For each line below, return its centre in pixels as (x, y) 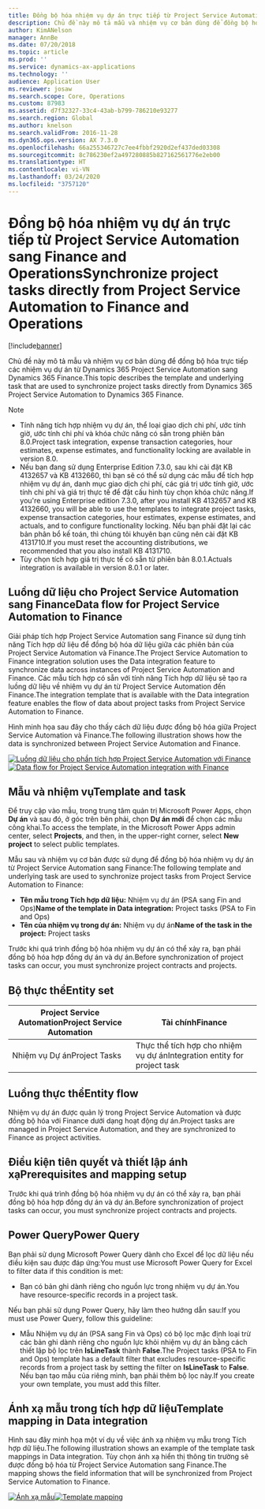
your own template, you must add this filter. (90, 1384)
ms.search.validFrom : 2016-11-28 (63, 133)
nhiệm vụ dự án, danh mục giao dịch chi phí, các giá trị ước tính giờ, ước (136, 484)
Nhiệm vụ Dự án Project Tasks (67, 1055)
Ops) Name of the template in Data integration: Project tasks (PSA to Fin (138, 909)
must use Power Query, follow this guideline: (80, 1318)
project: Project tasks (55, 934)
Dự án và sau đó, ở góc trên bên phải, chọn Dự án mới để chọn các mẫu (125, 819)
